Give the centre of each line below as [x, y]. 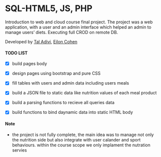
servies [19, 150]
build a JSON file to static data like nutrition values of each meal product [84, 93]
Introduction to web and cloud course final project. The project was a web [79, 22]
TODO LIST [16, 53]
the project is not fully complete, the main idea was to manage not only [83, 135]
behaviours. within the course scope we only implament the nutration [81, 145]
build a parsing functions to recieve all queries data [63, 103]
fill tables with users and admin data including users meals [71, 83]
